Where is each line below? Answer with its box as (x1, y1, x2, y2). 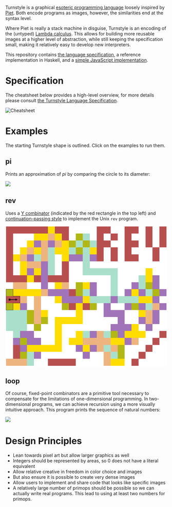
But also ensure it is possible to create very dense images (12, 474, 135, 480)
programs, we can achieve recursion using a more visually (32, 401, 156, 407)
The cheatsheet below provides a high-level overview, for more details (5, 92, 155, 98)
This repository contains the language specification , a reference (5, 51, 141, 58)
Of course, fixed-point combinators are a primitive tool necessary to (5, 390, 149, 397)
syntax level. (5, 15, 32, 21)
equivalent (12, 463, 35, 470)
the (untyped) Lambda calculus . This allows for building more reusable (5, 31, 155, 36)
